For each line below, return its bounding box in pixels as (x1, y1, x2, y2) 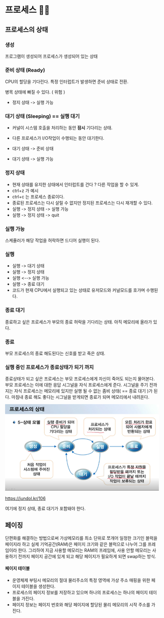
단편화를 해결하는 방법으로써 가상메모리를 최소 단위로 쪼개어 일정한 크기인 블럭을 (5, 535, 158, 541)
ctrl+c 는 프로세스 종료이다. (12, 193, 65, 199)
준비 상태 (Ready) (5, 66, 45, 73)
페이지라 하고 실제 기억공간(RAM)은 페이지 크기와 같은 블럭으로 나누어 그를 (5, 541, 147, 547)
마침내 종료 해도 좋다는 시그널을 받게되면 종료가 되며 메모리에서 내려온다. (11, 394, 150, 400)
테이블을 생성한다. (21, 583, 56, 589)
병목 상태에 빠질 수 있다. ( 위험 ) (5, 89, 65, 95)
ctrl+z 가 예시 (12, 188, 39, 193)
